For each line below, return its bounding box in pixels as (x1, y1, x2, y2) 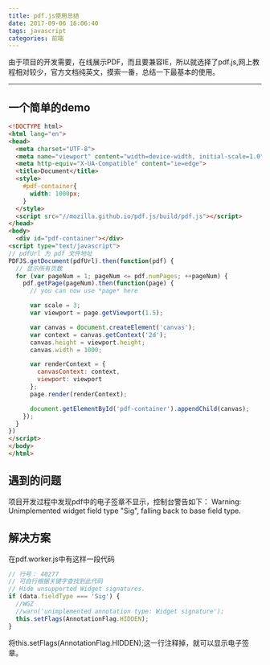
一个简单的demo (8, 101, 91, 114)
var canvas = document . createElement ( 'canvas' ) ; (29, 323, 196, 331)
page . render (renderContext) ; (29, 390, 128, 398)
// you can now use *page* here (29, 287, 138, 295)
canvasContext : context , (37, 367, 121, 376)
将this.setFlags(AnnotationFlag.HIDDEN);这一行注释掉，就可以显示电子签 (8, 638, 249, 647)
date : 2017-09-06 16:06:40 (8, 19, 99, 27)
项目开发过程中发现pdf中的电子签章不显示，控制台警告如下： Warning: (8, 496, 242, 507)
